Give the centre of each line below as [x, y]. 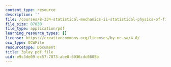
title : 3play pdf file [29, 52]
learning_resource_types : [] [36, 33]
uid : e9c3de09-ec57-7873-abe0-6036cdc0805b [52, 57]
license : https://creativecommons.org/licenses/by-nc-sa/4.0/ [73, 38]
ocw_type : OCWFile [25, 43]
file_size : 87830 [24, 24]
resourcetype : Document [31, 47]
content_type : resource [31, 10]
